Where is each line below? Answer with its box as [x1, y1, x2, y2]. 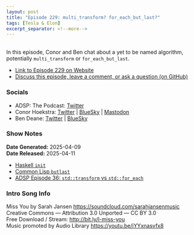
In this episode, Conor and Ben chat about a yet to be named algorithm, [6, 49, 184, 56]
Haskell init [14, 161, 46, 169]
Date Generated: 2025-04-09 [6, 143, 81, 151]
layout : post [6, 8, 39, 15]
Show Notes [6, 130, 43, 138]
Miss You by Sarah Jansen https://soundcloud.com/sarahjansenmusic [6, 203, 180, 210]
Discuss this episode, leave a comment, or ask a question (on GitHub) [14, 73, 189, 80]
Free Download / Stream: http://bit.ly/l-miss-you [6, 216, 125, 223]
